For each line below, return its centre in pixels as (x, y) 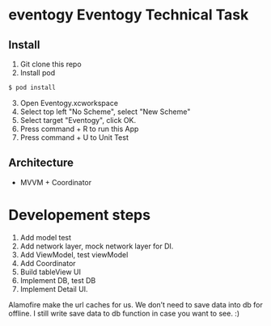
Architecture (41, 163)
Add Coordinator (48, 263)
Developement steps (80, 215)
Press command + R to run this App (79, 129)
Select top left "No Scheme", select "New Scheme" (105, 112)
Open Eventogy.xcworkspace (69, 103)
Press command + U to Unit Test (74, 137)
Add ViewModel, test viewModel (74, 254)
